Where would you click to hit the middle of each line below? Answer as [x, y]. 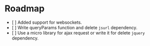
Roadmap [25, 9]
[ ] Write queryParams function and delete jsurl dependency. [75, 27]
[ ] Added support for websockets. [47, 22]
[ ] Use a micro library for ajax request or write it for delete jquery [78, 33]
